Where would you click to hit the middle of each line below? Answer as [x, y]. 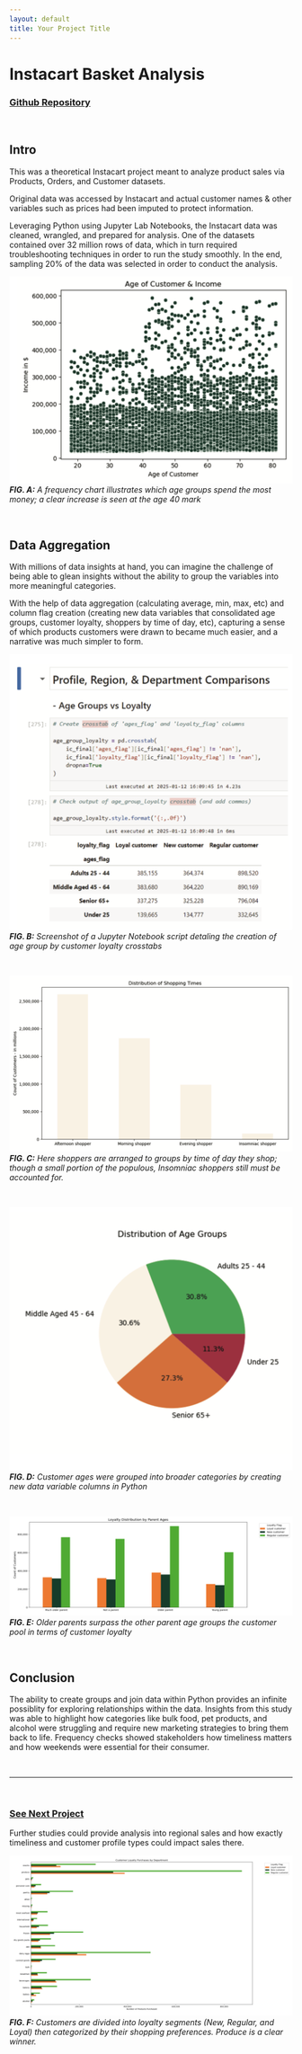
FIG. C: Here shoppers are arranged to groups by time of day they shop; [143, 1158]
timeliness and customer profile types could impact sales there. [127, 1843]
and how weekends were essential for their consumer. [109, 1747]
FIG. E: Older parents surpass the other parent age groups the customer [143, 1623]
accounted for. [37, 1177]
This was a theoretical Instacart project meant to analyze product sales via [147, 172]
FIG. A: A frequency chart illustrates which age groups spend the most [140, 490]
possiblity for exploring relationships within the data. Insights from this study [151, 1709]
